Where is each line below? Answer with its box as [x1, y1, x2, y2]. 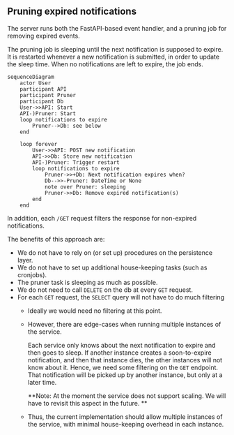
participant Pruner [19, 91, 77, 98]
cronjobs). [17, 270, 47, 279]
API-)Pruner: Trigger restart [32, 158, 120, 166]
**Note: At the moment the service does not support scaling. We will [27, 391, 226, 400]
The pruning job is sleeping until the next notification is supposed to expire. [7, 45, 224, 53]
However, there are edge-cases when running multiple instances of [27, 320, 221, 328]
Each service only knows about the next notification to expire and [27, 341, 216, 349]
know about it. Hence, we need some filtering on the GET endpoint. [27, 363, 218, 371]
